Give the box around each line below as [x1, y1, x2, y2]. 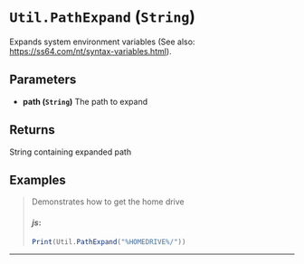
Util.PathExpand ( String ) [9, 6, 196, 27]
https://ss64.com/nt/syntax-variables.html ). [9, 45, 172, 56]
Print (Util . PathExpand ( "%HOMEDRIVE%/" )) [31, 237, 186, 246]
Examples [9, 172, 66, 187]
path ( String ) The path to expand [22, 96, 147, 107]
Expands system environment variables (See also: [9, 36, 195, 47]
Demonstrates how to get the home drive [31, 196, 185, 207]
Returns [9, 122, 56, 137]
